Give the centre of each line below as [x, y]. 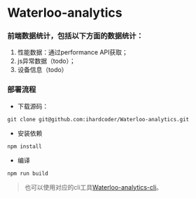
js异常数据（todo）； [46, 61]
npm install [24, 146]
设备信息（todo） [42, 70]
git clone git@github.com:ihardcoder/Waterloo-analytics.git [98, 119]
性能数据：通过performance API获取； [72, 52]
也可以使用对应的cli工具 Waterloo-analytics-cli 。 [93, 187]
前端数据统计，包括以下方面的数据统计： [75, 36]
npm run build [28, 173]
